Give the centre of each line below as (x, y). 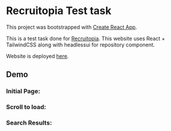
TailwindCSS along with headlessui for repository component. (81, 45)
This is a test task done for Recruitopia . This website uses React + (86, 38)
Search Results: (29, 123)
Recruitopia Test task (59, 11)
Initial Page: (23, 91)
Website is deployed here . (37, 56)
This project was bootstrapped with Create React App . (72, 27)
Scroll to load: (26, 107)
